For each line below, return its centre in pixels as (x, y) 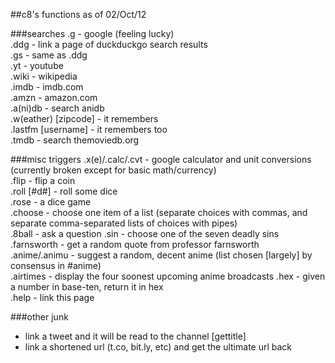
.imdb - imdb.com (47, 87)
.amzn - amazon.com (54, 97)
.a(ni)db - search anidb (57, 108)
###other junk (39, 317)
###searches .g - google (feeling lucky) (92, 33)
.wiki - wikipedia (44, 76)
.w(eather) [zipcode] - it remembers (84, 118)
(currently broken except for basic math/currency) (113, 170)
